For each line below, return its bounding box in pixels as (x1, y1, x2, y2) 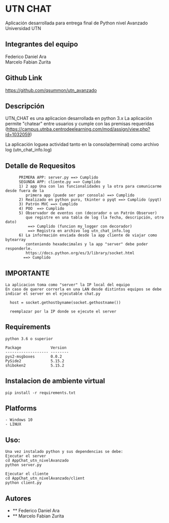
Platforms (5, 404, 37, 413)
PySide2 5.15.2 (5, 358, 65, 363)
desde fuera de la (5, 189, 44, 194)
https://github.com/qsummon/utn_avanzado (5, 87, 97, 93)
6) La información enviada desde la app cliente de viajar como (18, 233, 157, 238)
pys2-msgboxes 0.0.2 (5, 354, 62, 359)
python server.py (5, 463, 42, 468)
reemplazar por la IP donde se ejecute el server (10, 309, 116, 314)
